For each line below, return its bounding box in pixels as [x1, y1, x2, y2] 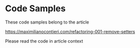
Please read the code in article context [5, 38, 84, 44]
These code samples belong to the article [5, 19, 89, 25]
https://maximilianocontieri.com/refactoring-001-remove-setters [5, 28, 135, 34]
